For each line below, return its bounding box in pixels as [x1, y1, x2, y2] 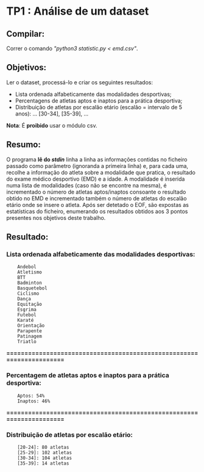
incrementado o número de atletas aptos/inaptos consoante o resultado [6, 188, 186, 195]
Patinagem [17, 333, 43, 339]
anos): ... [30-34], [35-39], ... [15, 110, 89, 117]
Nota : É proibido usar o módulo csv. [6, 122, 97, 129]
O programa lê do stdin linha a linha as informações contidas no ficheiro [6, 156, 188, 163]
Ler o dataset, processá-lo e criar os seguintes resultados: [6, 78, 153, 86]
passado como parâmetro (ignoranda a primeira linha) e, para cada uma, [6, 162, 189, 169]
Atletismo [17, 269, 43, 275]
